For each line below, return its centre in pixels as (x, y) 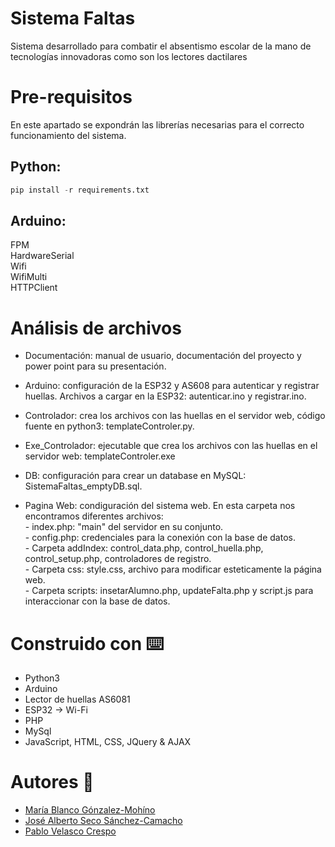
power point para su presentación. (95, 366)
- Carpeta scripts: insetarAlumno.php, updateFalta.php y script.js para (169, 591)
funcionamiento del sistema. (68, 135)
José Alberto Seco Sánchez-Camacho (103, 821)
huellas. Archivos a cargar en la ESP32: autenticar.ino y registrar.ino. (165, 396)
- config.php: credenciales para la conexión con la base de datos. (160, 538)
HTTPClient (34, 288)
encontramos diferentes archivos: (94, 516)
